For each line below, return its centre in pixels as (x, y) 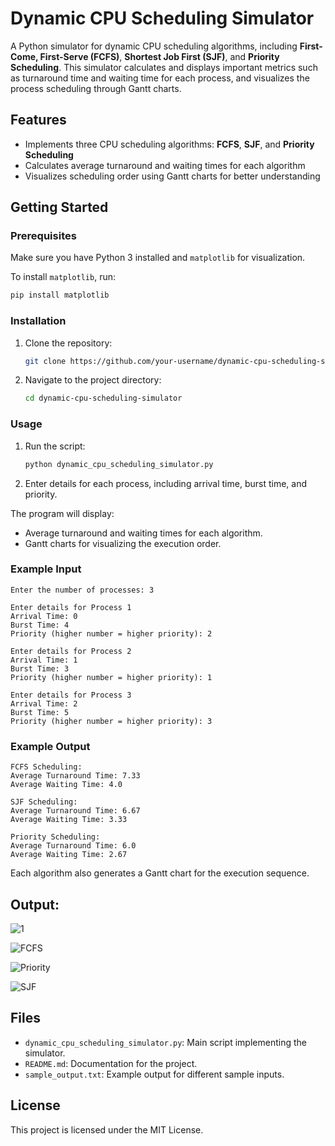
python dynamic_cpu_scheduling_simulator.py (119, 464)
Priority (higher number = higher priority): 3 (111, 721)
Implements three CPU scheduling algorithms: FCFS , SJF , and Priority (169, 144)
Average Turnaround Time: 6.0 (73, 846)
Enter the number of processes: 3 (82, 590)
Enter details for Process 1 (71, 607)
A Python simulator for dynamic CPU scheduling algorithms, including (154, 46)
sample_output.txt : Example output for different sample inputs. (154, 1074)
